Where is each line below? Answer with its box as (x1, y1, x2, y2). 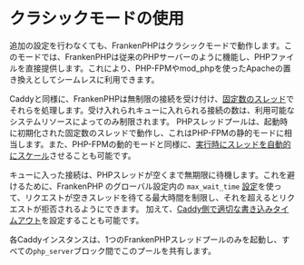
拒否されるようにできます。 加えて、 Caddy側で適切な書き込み (40, 203, 274, 214)
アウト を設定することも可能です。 (16, 214, 144, 225)
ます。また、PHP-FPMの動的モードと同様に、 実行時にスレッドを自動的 (25, 138, 292, 150)
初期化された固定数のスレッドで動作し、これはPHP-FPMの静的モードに (16, 127, 284, 138)
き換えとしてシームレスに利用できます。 (9, 74, 160, 84)
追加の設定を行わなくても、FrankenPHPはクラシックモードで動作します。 (9, 40, 285, 51)
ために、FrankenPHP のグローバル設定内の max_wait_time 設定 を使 (25, 181, 274, 191)
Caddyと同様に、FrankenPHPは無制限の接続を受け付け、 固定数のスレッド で (9, 93, 295, 104)
